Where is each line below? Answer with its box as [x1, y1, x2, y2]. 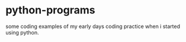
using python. [5, 29, 39, 36]
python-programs [5, 3, 95, 17]
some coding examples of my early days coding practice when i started [5, 23, 181, 30]
